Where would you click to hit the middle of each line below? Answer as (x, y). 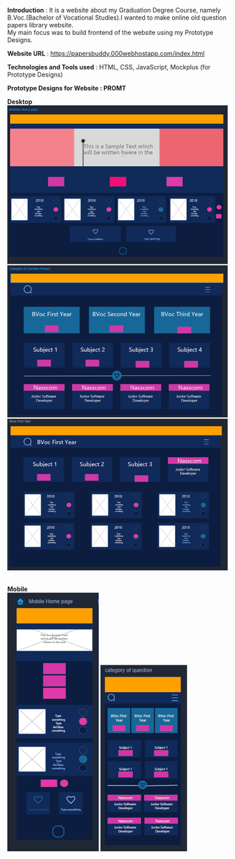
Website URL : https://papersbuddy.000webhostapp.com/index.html (106, 53)
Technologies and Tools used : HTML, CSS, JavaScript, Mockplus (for (109, 67)
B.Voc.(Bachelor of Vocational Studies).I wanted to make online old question (117, 18)
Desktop (20, 102)
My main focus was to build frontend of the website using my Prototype (110, 32)
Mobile (17, 589)
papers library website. (41, 25)
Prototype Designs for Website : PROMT (67, 88)
